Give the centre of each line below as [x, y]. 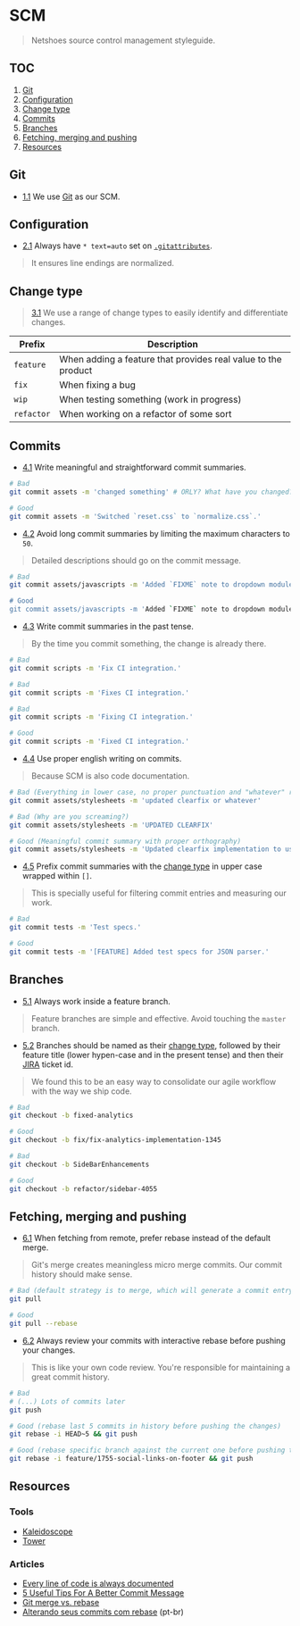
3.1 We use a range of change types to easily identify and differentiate [159, 313]
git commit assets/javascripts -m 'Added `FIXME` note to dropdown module [151, 585]
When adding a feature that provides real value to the [171, 360]
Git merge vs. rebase [61, 1602]
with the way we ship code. [81, 1091]
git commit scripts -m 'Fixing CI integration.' [101, 717]
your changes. [49, 1350]
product [76, 371]
